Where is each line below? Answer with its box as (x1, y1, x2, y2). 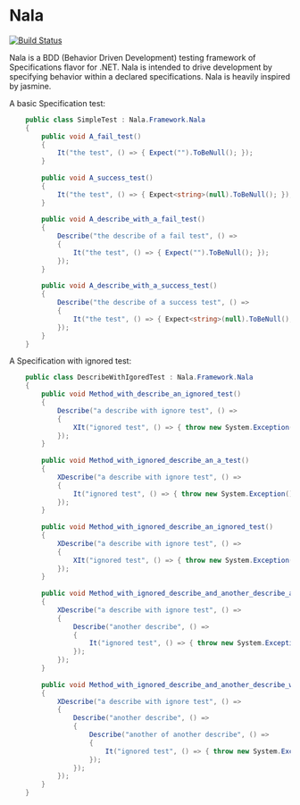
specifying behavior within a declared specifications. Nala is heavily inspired (9, 71, 291, 81)
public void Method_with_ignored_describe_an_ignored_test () (41, 523, 274, 532)
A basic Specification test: (9, 97, 105, 108)
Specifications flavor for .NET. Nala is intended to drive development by (9, 62, 272, 72)
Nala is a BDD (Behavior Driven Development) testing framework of (9, 52, 256, 63)
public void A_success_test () (41, 173, 154, 183)
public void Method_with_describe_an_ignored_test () (41, 390, 242, 398)
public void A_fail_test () (41, 131, 142, 141)
